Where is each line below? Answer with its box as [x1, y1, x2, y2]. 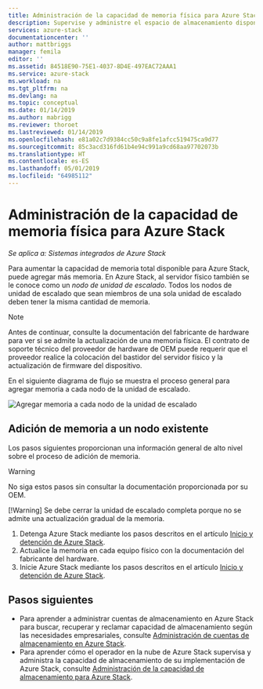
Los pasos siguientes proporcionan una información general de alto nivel [8, 443, 243, 452]
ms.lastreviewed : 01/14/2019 [8, 128, 103, 136]
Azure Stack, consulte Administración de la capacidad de [19, 664, 205, 673]
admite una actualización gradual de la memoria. [8, 513, 165, 523]
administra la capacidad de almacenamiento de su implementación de [19, 656, 245, 665]
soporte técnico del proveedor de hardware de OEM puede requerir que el [8, 344, 248, 353]
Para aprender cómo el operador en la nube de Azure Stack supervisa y [19, 647, 252, 657]
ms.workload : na [8, 77, 61, 85]
